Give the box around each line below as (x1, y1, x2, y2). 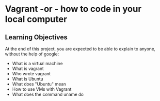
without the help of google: (5, 51, 59, 57)
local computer (5, 14, 67, 25)
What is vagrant (12, 66, 44, 71)
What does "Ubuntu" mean (12, 81, 66, 87)
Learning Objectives (5, 33, 68, 41)
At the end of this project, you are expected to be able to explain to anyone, (5, 46, 156, 51)
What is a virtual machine (12, 61, 63, 66)
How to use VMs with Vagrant (12, 86, 72, 92)
